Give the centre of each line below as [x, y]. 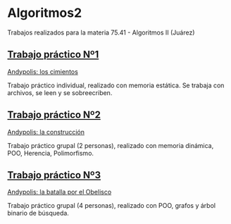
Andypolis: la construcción [46, 132]
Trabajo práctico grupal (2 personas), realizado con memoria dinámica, [111, 145]
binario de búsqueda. [38, 213]
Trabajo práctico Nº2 [54, 115]
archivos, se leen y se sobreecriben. [60, 92]
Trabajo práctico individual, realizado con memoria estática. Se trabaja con [116, 85]
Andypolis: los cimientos [43, 71]
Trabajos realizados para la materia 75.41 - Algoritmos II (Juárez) [101, 32]
